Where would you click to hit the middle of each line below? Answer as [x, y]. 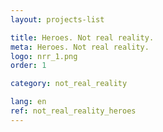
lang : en [28, 102]
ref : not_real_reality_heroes [73, 111]
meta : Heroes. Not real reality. [80, 47]
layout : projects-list [57, 19]
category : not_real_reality [69, 84]
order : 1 [28, 66]
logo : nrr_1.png [44, 56]
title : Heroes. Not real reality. [82, 37]
